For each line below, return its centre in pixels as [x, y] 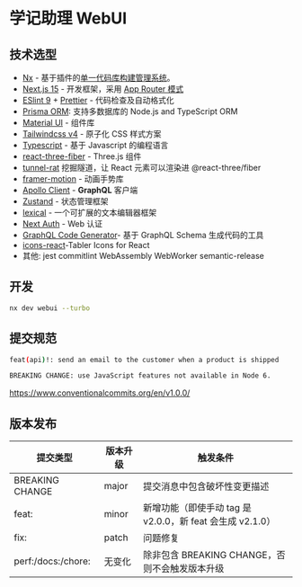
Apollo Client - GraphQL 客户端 [80, 190]
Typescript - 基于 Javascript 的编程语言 [95, 145]
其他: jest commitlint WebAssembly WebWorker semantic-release [143, 256]
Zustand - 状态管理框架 [65, 201]
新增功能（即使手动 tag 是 [197, 508]
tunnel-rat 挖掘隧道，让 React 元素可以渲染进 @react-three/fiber [142, 168]
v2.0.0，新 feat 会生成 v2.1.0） [209, 521]
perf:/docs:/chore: [52, 561]
